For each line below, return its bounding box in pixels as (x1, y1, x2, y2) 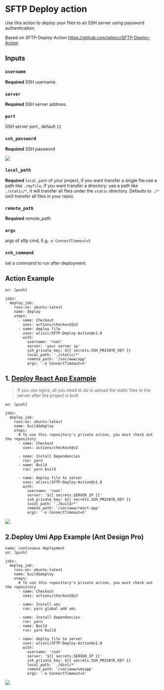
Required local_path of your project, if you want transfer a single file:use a (5, 177, 157, 183)
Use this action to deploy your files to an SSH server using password (5, 20, 144, 26)
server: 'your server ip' (27, 344, 80, 348)
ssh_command (5, 250, 34, 256)
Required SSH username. (5, 79, 57, 85)
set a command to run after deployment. (5, 260, 87, 266)
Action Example (5, 274, 55, 283)
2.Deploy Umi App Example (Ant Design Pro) (5, 533, 144, 541)
